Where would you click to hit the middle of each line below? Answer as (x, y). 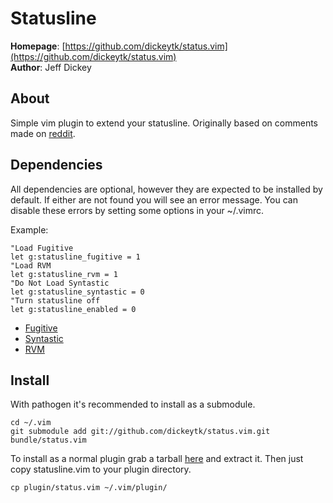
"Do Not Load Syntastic (60, 283)
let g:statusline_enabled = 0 (73, 309)
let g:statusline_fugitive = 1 (75, 257)
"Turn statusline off (55, 300)
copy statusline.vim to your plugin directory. (101, 469)
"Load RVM (31, 265)
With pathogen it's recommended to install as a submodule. (133, 404)
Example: (29, 229)
